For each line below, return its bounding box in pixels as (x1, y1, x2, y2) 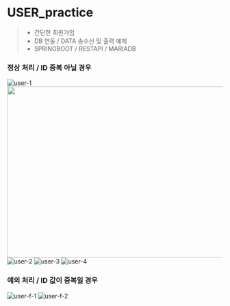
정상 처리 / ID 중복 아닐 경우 (7, 63, 92, 73)
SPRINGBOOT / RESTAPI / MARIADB (34, 44, 136, 53)
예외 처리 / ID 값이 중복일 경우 (7, 276, 98, 285)
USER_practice (7, 5, 94, 21)
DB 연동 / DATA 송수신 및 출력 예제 (34, 36, 127, 45)
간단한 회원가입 (34, 28, 75, 36)
